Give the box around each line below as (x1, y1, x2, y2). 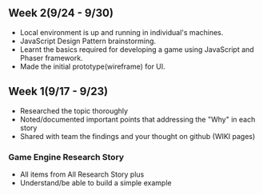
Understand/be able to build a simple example (19, 177, 172, 187)
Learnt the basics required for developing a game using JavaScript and (19, 44, 254, 54)
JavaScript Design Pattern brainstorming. (19, 36, 157, 46)
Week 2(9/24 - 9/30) (8, 6, 114, 20)
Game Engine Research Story (8, 151, 125, 162)
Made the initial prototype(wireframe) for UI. (19, 62, 165, 71)
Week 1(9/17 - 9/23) (8, 85, 109, 98)
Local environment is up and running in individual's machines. (19, 27, 224, 37)
